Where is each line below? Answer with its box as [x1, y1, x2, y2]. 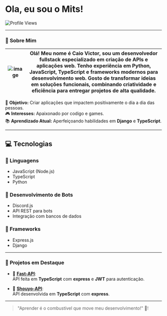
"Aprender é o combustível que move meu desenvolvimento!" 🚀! [17, 305, 149, 311]
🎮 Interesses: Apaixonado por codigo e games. [5, 110, 104, 116]
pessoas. [5, 105, 24, 111]
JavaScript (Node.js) [12, 168, 55, 174]
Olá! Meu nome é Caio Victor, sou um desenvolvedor [29, 50, 158, 57]
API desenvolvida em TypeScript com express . [12, 291, 110, 297]
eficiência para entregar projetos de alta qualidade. [31, 87, 156, 94]
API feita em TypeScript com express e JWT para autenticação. [12, 276, 145, 282]
